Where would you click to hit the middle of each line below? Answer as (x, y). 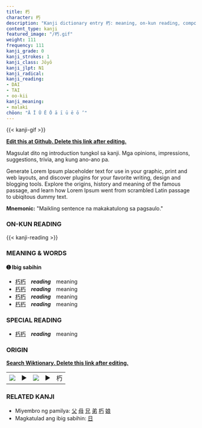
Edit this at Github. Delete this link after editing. (66, 142)
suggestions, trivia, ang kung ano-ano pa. (58, 160)
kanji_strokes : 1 (28, 57)
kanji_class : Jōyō (29, 62)
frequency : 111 (25, 46)
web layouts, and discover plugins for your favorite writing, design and (93, 178)
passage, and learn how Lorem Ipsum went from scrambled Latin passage (98, 190)
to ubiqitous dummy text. (37, 197)
